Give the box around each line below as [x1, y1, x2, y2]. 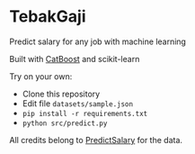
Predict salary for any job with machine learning [9, 36, 187, 47]
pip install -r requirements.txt [22, 109, 148, 118]
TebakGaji [9, 6, 87, 27]
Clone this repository [22, 88, 101, 99]
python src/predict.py [22, 119, 108, 128]
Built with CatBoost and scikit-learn [9, 53, 140, 64]
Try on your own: [9, 70, 73, 82]
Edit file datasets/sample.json [22, 97, 133, 109]
